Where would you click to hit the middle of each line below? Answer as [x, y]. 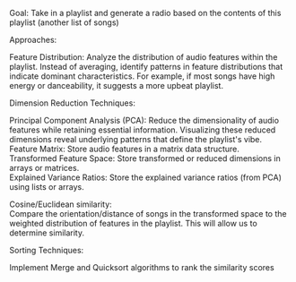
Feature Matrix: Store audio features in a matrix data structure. [125, 149]
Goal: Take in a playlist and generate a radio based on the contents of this [145, 13]
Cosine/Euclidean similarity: [61, 204]
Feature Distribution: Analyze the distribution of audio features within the [144, 57]
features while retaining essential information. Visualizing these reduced [143, 130]
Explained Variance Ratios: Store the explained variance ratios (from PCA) [146, 177]
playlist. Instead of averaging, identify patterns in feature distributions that [146, 67]
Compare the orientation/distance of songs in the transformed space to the [148, 214]
